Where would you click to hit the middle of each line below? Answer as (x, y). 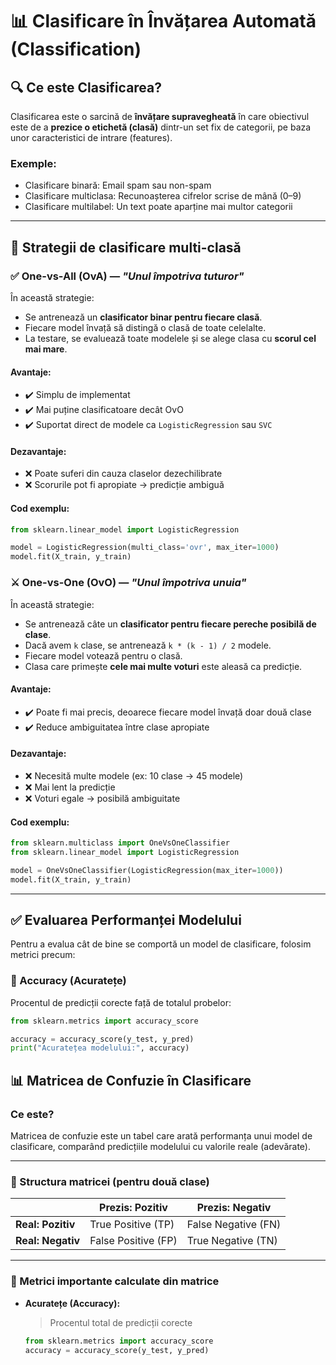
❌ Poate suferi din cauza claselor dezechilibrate (123, 474)
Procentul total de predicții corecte (121, 1322)
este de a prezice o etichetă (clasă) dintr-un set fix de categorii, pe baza (161, 127)
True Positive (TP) (132, 1225)
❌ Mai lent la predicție (70, 787)
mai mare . (46, 349)
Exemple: (33, 163)
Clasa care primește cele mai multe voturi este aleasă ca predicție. (163, 666)
